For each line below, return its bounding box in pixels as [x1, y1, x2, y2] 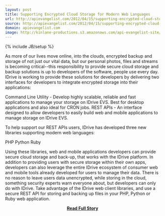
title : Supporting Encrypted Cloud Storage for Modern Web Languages [5, 12, 151, 17]
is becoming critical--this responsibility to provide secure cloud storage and [5, 63, 159, 69]
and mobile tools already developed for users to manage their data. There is [5, 170, 159, 175]
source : [5, 21, 21, 26]
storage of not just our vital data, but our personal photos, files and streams [5, 59, 158, 64]
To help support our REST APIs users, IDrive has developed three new [5, 124, 147, 130]
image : [5, 30, 19, 35]
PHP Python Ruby [5, 139, 41, 145]
